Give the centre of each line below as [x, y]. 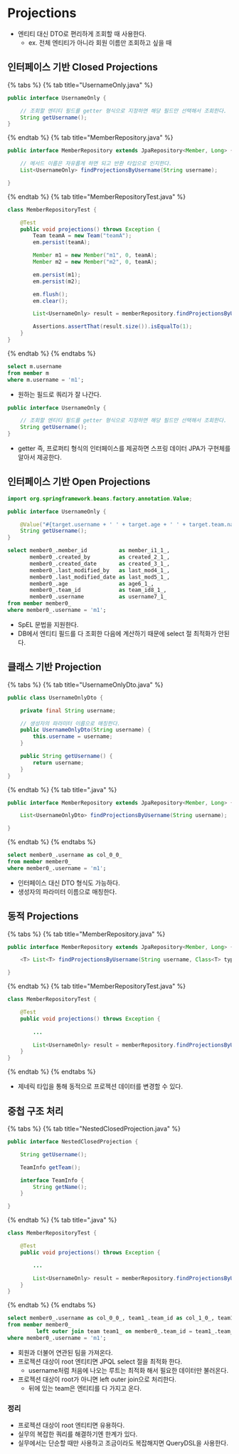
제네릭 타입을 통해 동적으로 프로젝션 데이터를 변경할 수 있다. [100, 1086]
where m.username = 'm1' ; [46, 380]
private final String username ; [68, 710]
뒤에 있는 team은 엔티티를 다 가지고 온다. [85, 1388]
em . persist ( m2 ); [57, 281]
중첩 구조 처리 [36, 1111]
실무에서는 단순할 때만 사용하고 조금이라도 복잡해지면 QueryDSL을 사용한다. [123, 1443]
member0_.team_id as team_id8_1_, [98, 590]
